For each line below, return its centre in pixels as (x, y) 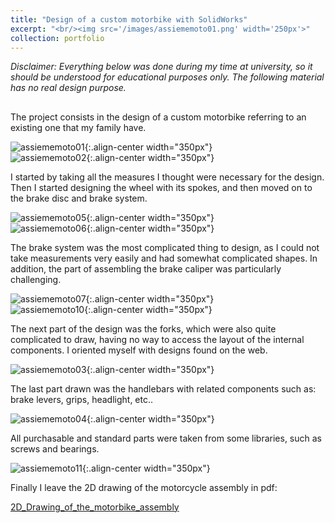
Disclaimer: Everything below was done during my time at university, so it (161, 67)
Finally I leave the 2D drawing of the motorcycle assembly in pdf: (144, 487)
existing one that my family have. (78, 127)
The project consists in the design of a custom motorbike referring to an (158, 117)
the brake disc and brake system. (79, 198)
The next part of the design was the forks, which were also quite (143, 328)
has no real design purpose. (68, 88)
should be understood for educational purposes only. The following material (167, 77)
